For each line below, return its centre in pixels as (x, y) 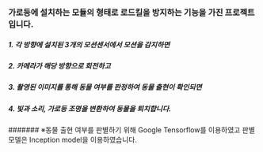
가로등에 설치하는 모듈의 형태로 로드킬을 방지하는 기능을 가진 (116, 12)
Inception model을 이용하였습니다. (83, 140)
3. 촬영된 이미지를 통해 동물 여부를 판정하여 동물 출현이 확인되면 (105, 87)
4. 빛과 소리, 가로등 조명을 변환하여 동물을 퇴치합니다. (90, 109)
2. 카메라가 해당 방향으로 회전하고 (59, 65)
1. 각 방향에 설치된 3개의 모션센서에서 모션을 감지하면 (89, 44)
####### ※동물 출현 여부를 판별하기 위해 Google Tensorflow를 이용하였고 (124, 130)
